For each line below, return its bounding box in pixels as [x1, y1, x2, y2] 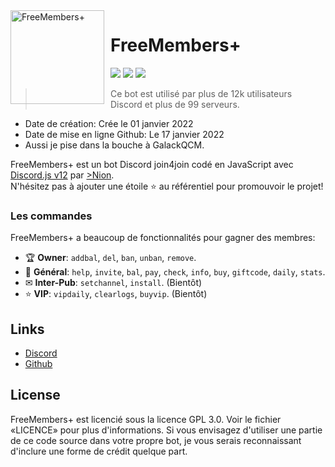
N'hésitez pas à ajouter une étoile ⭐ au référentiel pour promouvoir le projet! [10, 180, 324, 192]
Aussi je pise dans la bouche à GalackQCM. [24, 139, 205, 151]
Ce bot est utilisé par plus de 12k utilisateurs [110, 87, 293, 99]
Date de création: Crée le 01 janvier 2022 [24, 117, 194, 129]
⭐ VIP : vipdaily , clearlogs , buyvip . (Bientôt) [24, 288, 208, 300]
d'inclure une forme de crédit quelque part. [10, 445, 188, 457]
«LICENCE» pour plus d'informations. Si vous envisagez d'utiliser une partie [10, 424, 323, 436]
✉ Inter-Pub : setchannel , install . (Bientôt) [24, 277, 203, 289]
